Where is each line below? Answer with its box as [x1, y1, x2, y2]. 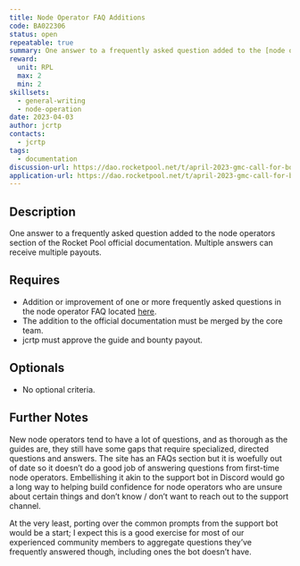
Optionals [9, 360, 65, 376]
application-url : [9, 171, 74, 180]
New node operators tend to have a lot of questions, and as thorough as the [9, 434, 288, 444]
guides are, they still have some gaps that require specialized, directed [9, 444, 270, 454]
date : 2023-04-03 [9, 113, 74, 122]
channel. [9, 500, 42, 511]
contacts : [9, 130, 46, 139]
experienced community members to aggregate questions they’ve [9, 536, 253, 547]
